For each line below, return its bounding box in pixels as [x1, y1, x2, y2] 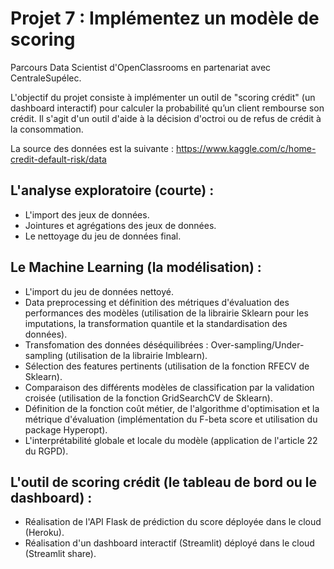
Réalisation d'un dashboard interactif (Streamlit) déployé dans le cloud [24, 537, 315, 549]
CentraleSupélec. [10, 72, 82, 84]
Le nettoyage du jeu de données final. [24, 230, 182, 242]
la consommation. [10, 123, 84, 135]
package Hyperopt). [24, 423, 108, 436]
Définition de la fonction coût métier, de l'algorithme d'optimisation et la [24, 402, 320, 414]
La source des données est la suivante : [10, 142, 174, 154]
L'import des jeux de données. [24, 208, 150, 221]
